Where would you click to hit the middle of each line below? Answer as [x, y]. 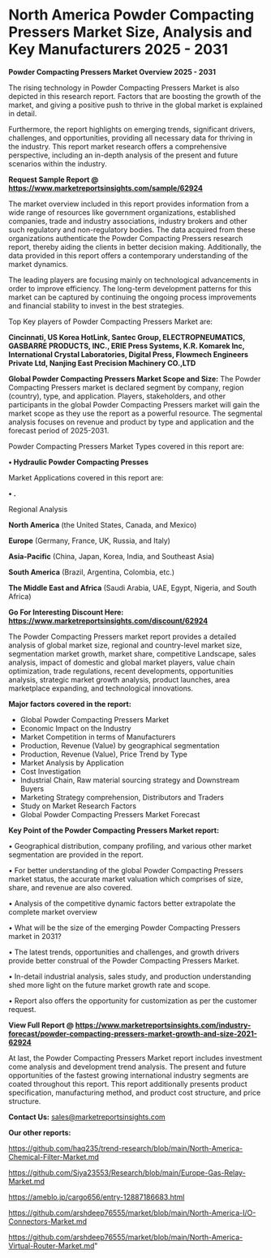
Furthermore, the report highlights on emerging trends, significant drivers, [132, 129]
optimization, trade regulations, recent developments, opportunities [121, 670]
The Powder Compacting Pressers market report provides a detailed [123, 636]
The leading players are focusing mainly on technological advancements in [133, 280]
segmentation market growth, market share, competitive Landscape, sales [132, 653]
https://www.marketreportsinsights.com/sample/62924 [105, 187]
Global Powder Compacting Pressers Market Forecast [110, 814]
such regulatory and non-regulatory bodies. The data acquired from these [132, 230]
